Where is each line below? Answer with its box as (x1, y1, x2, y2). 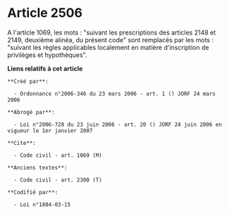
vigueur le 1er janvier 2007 (7, 127, 93, 134)
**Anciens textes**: (7, 164, 68, 171)
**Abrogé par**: (7, 108, 55, 115)
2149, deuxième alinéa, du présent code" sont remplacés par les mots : (7, 35, 213, 44)
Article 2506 (7, 5, 83, 21)
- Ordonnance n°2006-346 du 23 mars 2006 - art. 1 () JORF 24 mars (13, 90, 216, 97)
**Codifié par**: (7, 189, 58, 196)
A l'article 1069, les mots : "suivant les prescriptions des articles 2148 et (7, 28, 216, 37)
